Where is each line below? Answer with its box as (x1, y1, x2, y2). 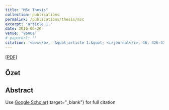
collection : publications (5, 12, 59, 17)
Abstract (5, 86, 34, 94)
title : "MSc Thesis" (5, 7, 49, 13)
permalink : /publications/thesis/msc (5, 17, 84, 22)
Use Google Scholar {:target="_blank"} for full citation (5, 99, 116, 105)
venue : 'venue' (5, 31, 37, 36)
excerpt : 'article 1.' (5, 21, 53, 27)
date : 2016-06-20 (5, 26, 42, 31)
